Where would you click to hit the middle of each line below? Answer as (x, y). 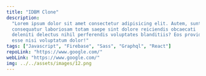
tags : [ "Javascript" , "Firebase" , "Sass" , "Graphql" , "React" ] (89, 47)
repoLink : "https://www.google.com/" (55, 52)
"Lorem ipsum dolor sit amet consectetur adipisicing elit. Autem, (100, 23)
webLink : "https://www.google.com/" (53, 58)
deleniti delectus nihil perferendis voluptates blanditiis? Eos (97, 35)
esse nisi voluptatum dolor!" (50, 40)
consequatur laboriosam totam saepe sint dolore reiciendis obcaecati (104, 29)
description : (23, 18)
